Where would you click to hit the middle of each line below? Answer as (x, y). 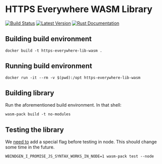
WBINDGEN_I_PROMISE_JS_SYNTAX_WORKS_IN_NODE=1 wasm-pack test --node (80, 156)
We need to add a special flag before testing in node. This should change (81, 142)
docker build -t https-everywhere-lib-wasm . (54, 51)
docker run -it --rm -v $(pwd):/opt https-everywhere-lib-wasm (73, 77)
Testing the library (35, 130)
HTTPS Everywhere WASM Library (79, 9)
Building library (30, 93)
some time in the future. (30, 147)
